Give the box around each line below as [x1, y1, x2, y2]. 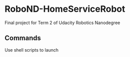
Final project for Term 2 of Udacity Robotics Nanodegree [4, 20, 121, 26]
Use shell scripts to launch [4, 47, 59, 53]
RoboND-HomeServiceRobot [4, 3, 126, 15]
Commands [4, 34, 42, 42]
